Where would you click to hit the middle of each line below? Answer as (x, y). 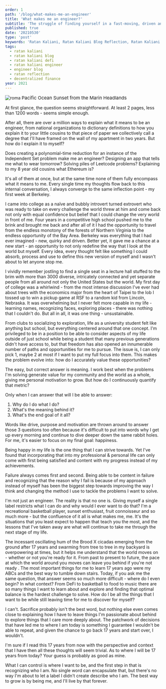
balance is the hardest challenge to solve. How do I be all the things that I (80, 594)
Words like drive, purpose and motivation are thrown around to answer (77, 424)
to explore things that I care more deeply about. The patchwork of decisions (83, 620)
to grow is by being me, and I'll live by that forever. (56, 681)
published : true (22, 28)
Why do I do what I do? (36, 404)
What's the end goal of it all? (41, 415)
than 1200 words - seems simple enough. (47, 113)
